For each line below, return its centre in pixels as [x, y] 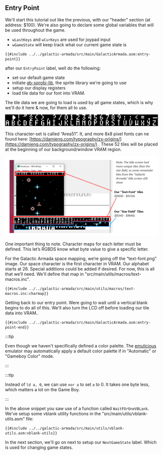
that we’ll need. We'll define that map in [44, 274]
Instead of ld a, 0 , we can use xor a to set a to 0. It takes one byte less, [77, 384]
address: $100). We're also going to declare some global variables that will [79, 25]
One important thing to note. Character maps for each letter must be [73, 244]
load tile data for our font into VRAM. [49, 93]
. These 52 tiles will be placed [128, 144]
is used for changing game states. [39, 448]
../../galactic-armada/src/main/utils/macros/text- [82, 289]
